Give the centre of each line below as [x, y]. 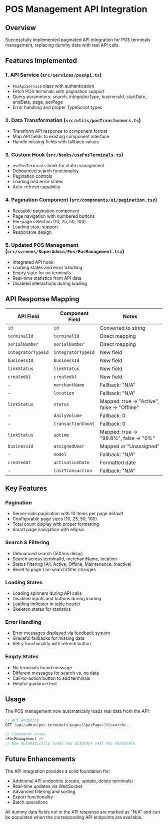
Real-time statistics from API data [47, 278]
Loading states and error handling [47, 267]
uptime [61, 435]
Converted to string [123, 328]
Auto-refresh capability [36, 187]
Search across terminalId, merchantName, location [65, 559]
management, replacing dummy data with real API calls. [62, 45]
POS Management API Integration [76, 9]
